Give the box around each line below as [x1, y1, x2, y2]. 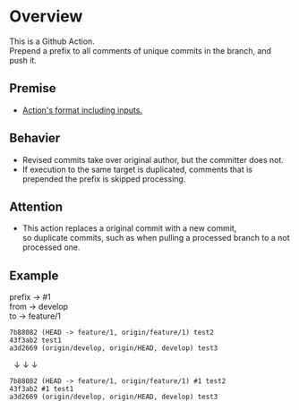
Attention [9, 199, 63, 214]
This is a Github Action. [9, 36, 96, 47]
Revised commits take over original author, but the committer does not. [21, 154, 285, 165]
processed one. [21, 242, 81, 252]
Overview [9, 6, 83, 27]
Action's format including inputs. [21, 105, 143, 115]
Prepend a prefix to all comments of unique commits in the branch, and [9, 45, 271, 56]
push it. [9, 55, 38, 65]
